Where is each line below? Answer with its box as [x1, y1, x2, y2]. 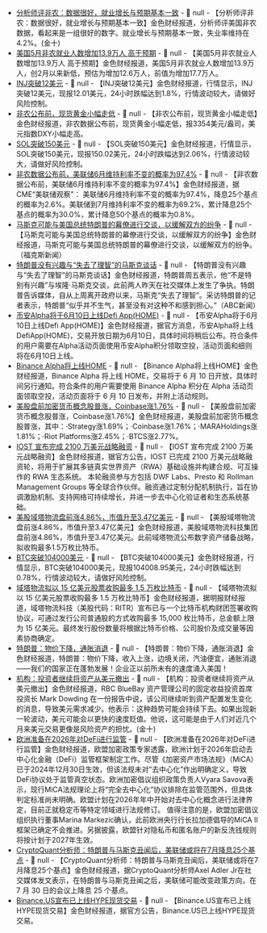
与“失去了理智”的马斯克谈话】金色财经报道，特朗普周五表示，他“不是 [15, 270, 245, 279]
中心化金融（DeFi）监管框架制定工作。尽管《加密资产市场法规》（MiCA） [15, 755, 258, 764]
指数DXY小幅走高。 [23, 129, 88, 138]
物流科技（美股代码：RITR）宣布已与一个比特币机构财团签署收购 [44, 603, 258, 613]
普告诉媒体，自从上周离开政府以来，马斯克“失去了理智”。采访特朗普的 [15, 291, 249, 299]
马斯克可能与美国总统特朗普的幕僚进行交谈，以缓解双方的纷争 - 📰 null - [15, 220, 252, 229]
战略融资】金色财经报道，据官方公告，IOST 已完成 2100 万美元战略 [23, 452, 246, 461]
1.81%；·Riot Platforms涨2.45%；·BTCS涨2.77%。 [15, 432, 183, 441]
